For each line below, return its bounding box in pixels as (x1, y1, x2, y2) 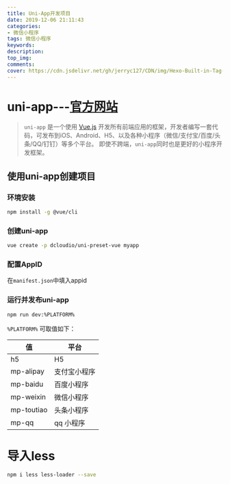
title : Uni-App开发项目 (7, 10, 71, 17)
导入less (7, 448, 55, 463)
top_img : (7, 55, 32, 62)
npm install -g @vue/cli (7, 209, 78, 216)
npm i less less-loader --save (7, 471, 97, 478)
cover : (7, 67, 26, 74)
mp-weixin (10, 392, 47, 401)
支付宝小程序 (54, 367, 96, 377)
